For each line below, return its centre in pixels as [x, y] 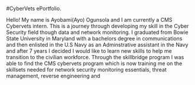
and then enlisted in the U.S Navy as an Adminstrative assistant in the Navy [97, 45]
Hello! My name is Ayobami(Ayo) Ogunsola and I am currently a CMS [89, 20]
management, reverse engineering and [53, 76]
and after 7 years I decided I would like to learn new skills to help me [89, 51]
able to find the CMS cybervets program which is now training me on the [94, 63]
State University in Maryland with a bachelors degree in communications [94, 38]
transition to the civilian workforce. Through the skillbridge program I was [95, 57]
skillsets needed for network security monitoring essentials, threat [86, 69]
